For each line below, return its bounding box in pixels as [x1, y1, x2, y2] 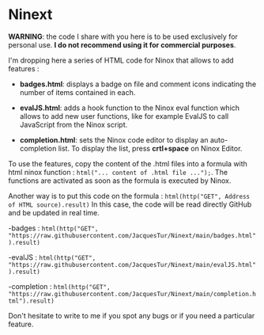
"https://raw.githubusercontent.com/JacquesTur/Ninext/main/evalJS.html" [8, 261, 257, 268]
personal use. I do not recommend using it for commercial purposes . [8, 40, 236, 49]
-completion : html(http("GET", [8, 281, 111, 291]
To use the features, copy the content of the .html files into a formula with [8, 158, 247, 168]
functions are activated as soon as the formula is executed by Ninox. [8, 176, 232, 185]
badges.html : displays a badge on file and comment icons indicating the [19, 79, 257, 89]
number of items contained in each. [19, 87, 136, 97]
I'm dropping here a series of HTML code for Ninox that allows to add [8, 55, 235, 65]
